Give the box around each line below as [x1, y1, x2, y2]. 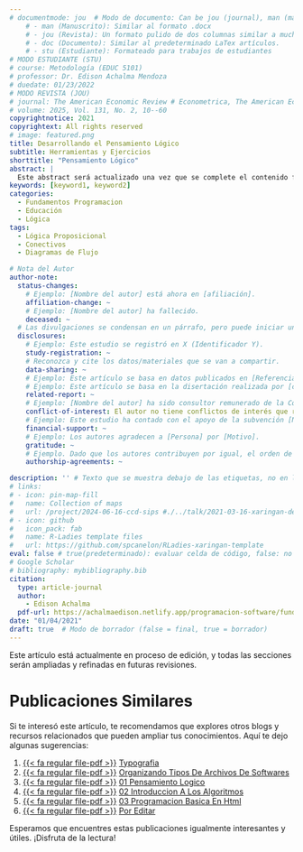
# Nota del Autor [9, 264, 75, 273]
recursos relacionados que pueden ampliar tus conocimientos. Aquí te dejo [9, 730, 289, 741]
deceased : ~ [25, 315, 70, 324]
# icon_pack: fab [9, 524, 83, 533]
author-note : [9, 273, 59, 282]
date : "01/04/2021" [9, 616, 83, 625]
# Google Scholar [9, 558, 75, 567]
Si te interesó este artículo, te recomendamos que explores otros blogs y [9, 720, 280, 731]
